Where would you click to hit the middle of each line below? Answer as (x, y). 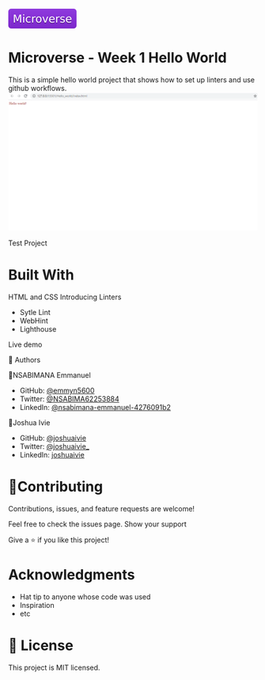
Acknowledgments (72, 575)
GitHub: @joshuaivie (53, 438)
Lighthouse (38, 329)
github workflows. (38, 88)
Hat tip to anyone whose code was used (85, 597)
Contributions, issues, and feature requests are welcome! (102, 509)
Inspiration (37, 606)
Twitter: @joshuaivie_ (54, 446)
